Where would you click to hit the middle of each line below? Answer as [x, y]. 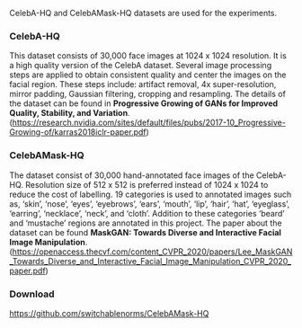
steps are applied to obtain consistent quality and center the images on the [148, 75]
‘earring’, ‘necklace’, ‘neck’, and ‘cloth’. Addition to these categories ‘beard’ [147, 213]
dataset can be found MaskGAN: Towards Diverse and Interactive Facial [145, 232]
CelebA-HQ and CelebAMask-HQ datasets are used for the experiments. [143, 13]
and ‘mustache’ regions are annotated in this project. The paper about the [146, 223]
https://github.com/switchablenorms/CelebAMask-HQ [109, 313]
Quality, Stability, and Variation [69, 113]
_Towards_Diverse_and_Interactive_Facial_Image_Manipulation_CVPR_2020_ [151, 261]
